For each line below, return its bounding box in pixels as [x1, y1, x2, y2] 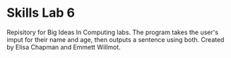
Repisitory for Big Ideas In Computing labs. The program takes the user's [6, 28, 219, 36]
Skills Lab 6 [6, 5, 76, 21]
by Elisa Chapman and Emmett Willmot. [6, 43, 121, 51]
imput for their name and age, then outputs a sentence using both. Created [6, 35, 225, 43]
